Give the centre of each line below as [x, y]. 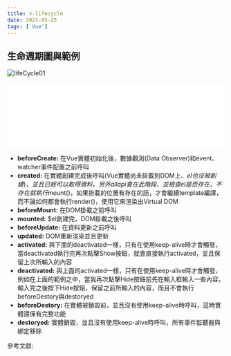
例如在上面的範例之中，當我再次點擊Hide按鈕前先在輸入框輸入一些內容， [121, 279]
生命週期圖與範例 [44, 56]
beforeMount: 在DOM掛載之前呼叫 [67, 210]
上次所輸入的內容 [48, 262]
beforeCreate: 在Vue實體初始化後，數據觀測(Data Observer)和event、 [118, 158]
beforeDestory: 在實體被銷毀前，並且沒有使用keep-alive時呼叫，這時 [116, 306]
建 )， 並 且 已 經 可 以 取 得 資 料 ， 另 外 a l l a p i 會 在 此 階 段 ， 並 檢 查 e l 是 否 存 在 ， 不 [120, 185]
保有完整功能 [48, 314]
